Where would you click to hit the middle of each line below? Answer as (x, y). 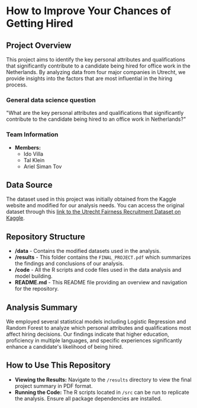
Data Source (29, 185)
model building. (34, 276)
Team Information (32, 134)
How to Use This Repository (59, 365)
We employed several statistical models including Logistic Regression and (96, 322)
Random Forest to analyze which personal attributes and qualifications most (98, 328)
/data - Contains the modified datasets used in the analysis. (88, 251)
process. (17, 85)
